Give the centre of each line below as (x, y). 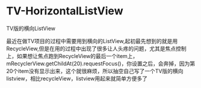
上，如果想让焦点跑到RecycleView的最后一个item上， (72, 56)
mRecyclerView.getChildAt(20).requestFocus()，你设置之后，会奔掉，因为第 (101, 63)
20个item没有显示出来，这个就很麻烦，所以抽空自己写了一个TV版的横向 (95, 71)
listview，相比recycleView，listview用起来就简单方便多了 (77, 78)
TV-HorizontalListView (65, 11)
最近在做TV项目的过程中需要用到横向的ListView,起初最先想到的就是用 (92, 41)
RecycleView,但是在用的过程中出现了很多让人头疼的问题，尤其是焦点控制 (96, 48)
